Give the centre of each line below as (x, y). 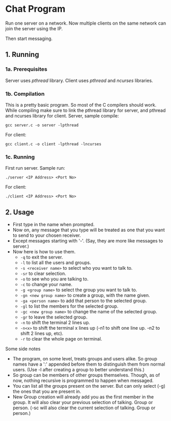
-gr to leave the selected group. (54, 317)
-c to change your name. (46, 285)
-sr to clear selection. (43, 274)
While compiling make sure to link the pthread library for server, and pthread (86, 110)
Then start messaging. (29, 38)
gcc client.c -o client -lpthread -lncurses (53, 144)
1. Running (22, 55)
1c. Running (20, 157)
